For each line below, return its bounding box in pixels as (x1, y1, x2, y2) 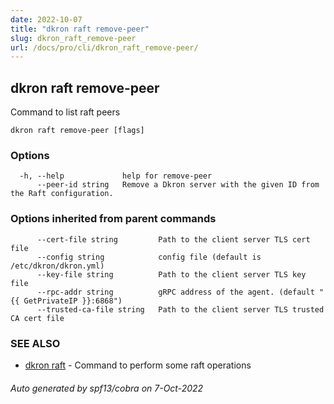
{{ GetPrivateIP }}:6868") (10, 296, 123, 306)
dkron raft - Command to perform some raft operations (24, 359, 252, 371)
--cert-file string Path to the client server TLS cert (36, 234, 311, 245)
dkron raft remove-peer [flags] (10, 126, 145, 136)
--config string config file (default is (36, 252, 262, 262)
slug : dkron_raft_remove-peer (10, 33, 137, 43)
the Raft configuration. (10, 189, 114, 199)
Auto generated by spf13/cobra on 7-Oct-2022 (10, 382, 204, 394)
